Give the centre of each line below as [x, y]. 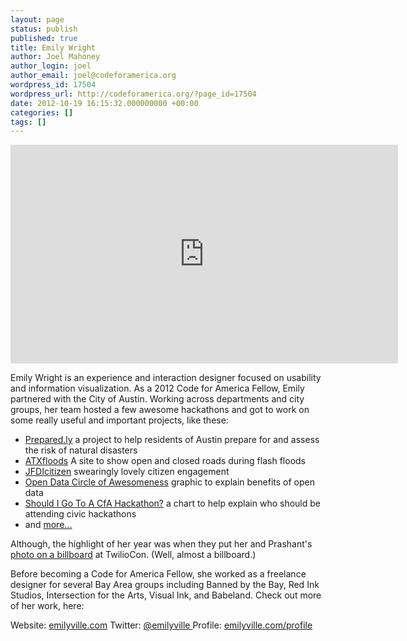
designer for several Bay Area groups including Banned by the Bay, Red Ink [165, 585]
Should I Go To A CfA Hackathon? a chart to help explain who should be [172, 503]
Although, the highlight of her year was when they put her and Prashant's [161, 544]
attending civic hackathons [80, 514]
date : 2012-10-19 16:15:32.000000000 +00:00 [104, 103]
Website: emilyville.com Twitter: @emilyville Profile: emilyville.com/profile [161, 625]
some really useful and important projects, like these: [119, 420]
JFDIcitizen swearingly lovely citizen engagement [127, 472]
